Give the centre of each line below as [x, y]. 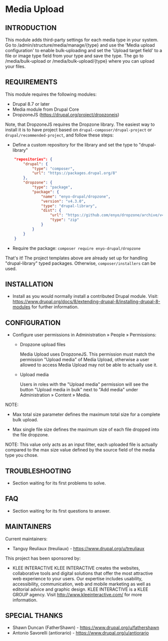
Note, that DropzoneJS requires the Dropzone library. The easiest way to [80, 124]
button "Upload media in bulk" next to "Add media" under [79, 390]
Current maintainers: [26, 539]
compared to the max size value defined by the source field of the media [80, 450]
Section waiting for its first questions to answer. [61, 511]
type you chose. [22, 455]
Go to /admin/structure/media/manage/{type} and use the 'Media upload [80, 45]
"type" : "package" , [52, 187]
